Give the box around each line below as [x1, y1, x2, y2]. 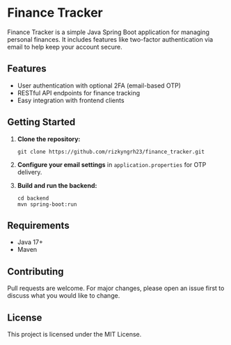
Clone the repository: [17, 134, 81, 143]
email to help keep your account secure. [7, 42, 123, 51]
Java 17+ [17, 238, 43, 246]
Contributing [7, 266, 64, 278]
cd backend [17, 195, 49, 202]
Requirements [7, 219, 70, 231]
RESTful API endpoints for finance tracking [17, 88, 141, 97]
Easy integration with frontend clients [17, 96, 125, 104]
